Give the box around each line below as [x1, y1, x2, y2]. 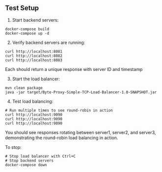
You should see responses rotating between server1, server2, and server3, [5, 129, 156, 135]
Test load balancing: [12, 98, 54, 104]
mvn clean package [5, 85, 43, 90]
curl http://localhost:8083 [5, 58, 63, 63]
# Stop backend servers [5, 158, 54, 163]
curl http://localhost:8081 [5, 49, 63, 54]
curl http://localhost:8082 [5, 53, 63, 58]
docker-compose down [5, 162, 48, 167]
